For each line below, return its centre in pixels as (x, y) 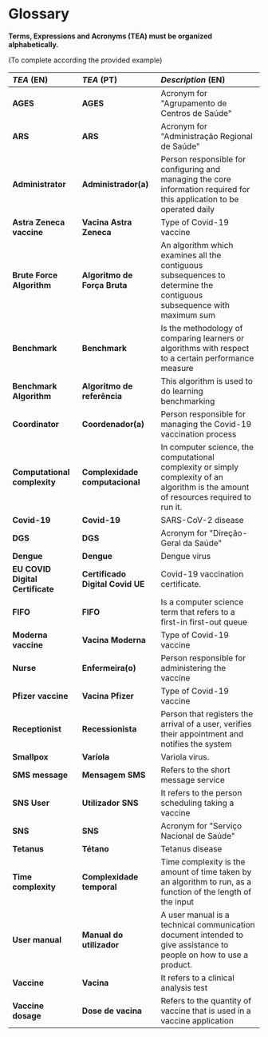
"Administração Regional (207, 136)
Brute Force (35, 275)
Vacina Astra (107, 222)
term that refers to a (198, 612)
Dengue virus (186, 556)
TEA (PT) (100, 79)
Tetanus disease (191, 848)
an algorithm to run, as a (206, 882)
